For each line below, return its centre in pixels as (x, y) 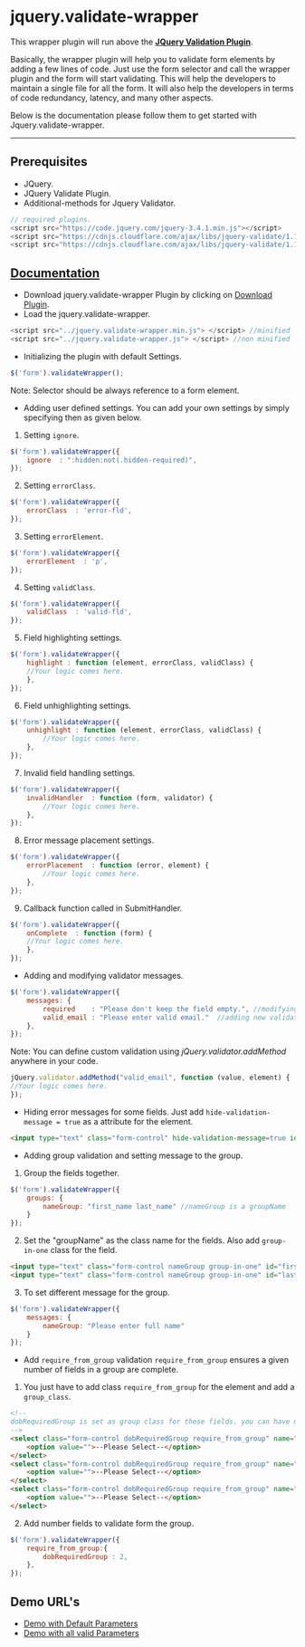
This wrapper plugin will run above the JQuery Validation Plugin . (132, 42)
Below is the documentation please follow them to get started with (133, 115)
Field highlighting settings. (72, 638)
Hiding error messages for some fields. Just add (114, 1112)
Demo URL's (45, 1601)
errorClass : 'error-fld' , (79, 511)
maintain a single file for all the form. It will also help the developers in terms (152, 88)
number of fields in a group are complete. (101, 1370)
